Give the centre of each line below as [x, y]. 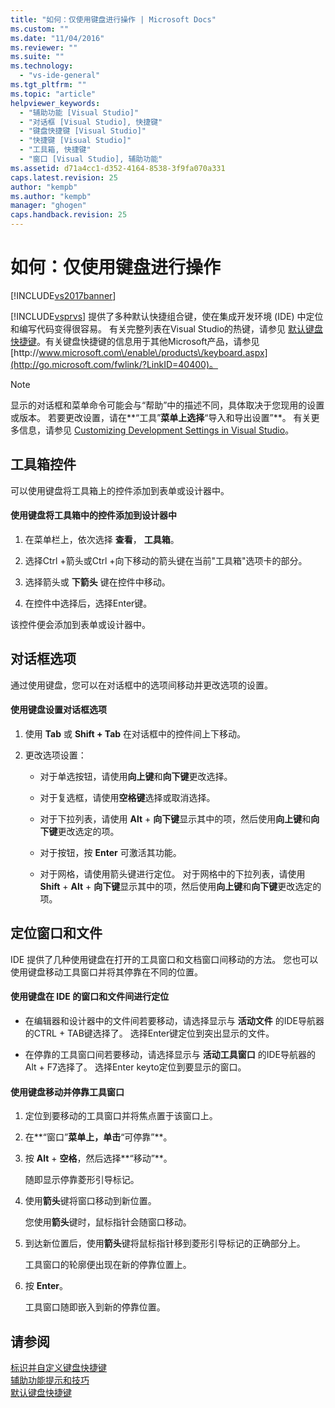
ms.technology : [42, 66]
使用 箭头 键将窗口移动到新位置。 [90, 1201]
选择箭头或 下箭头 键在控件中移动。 [97, 582]
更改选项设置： [55, 755]
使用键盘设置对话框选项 [58, 710]
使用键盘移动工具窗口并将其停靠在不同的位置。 [106, 972]
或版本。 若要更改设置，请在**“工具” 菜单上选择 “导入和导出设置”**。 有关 [161, 417]
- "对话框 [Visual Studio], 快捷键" [91, 122]
